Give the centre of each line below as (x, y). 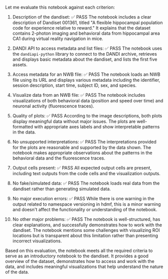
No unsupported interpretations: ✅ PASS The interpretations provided (85, 142)
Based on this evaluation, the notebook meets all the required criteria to (79, 251)
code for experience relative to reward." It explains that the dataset (81, 28)
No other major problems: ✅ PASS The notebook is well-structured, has (86, 219)
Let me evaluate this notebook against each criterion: (60, 7)
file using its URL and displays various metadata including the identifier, (86, 80)
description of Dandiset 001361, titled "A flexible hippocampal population (88, 23)
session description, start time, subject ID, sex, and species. (74, 85)
